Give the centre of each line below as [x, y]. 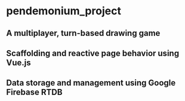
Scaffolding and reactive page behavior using [93, 53]
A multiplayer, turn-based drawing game [83, 33]
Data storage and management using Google [91, 83]
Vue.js [18, 62]
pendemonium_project [64, 11]
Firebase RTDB [34, 92]
